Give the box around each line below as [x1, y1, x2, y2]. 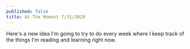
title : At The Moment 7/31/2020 [6, 14, 85, 20]
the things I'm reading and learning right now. [6, 36, 116, 43]
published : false [6, 8, 49, 15]
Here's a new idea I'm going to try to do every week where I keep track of [6, 30, 185, 37]
